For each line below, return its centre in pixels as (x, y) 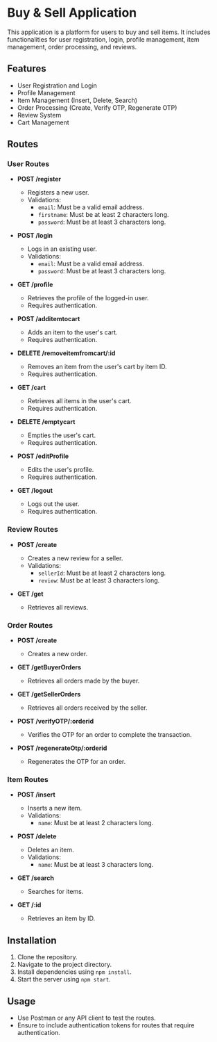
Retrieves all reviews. (58, 607)
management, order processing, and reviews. (72, 47)
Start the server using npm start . (64, 979)
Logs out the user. (53, 504)
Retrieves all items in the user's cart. (79, 401)
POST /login (35, 236)
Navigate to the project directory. (64, 965)
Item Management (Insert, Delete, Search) (77, 100)
